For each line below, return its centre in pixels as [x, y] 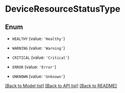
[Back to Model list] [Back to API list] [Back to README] [61, 86]
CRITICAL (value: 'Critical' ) [41, 57]
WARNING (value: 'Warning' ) [38, 48]
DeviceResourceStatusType [63, 9]
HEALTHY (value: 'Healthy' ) [38, 38]
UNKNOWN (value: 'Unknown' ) [38, 76]
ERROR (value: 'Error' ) [34, 67]
